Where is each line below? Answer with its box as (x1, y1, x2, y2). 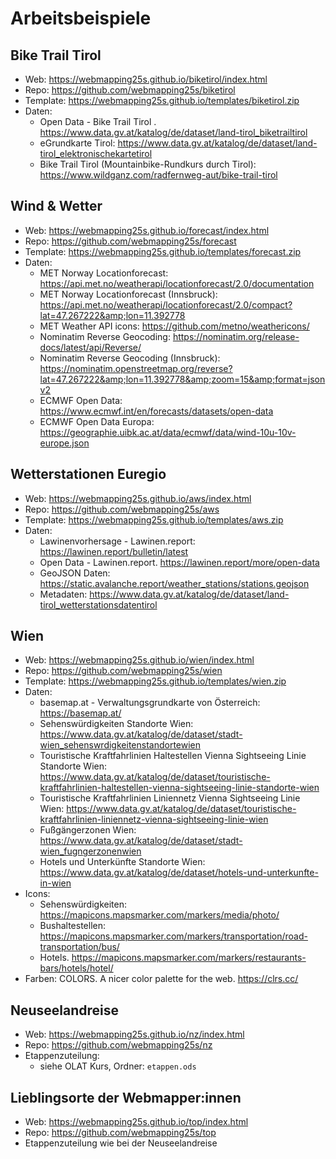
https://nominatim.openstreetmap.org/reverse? (39, 362, 233, 374)
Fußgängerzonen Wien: (39, 824, 137, 836)
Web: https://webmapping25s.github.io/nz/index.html (24, 1028, 245, 1041)
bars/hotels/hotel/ (39, 962, 114, 974)
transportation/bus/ (39, 941, 120, 953)
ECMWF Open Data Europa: (39, 415, 155, 427)
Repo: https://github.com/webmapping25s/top (24, 1127, 217, 1139)
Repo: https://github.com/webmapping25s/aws (24, 503, 220, 515)
